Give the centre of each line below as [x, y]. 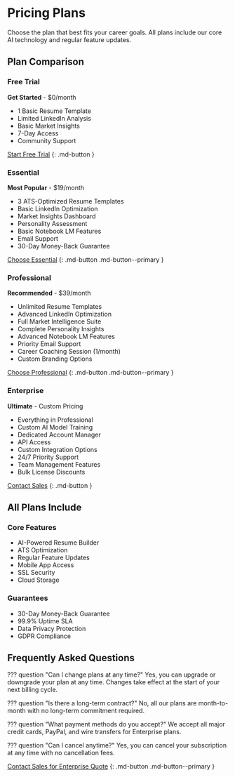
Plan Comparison [46, 62]
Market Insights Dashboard [56, 216]
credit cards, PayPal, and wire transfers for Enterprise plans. [94, 732]
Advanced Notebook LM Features [66, 337]
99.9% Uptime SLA [45, 621]
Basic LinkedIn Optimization [58, 208]
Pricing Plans [47, 13]
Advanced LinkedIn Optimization [65, 314]
